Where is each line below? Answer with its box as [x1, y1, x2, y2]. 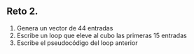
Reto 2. [6, 6, 39, 17]
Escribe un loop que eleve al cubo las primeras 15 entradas [16, 31, 187, 39]
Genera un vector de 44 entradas [16, 24, 113, 32]
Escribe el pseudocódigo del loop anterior [16, 38, 138, 47]
